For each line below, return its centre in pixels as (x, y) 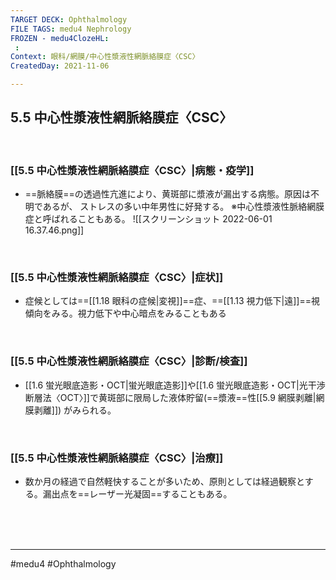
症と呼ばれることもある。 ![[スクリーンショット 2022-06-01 (148, 219)
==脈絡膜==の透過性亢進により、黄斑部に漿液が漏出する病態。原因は (168, 194)
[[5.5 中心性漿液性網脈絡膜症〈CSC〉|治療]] (117, 458)
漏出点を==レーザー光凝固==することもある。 (137, 494)
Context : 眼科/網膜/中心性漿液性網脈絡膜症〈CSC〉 (105, 57)
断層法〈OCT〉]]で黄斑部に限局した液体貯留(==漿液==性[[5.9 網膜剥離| (170, 397)
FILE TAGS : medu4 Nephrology (71, 29)
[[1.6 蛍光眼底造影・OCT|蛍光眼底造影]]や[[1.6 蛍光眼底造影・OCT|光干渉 (175, 385)
